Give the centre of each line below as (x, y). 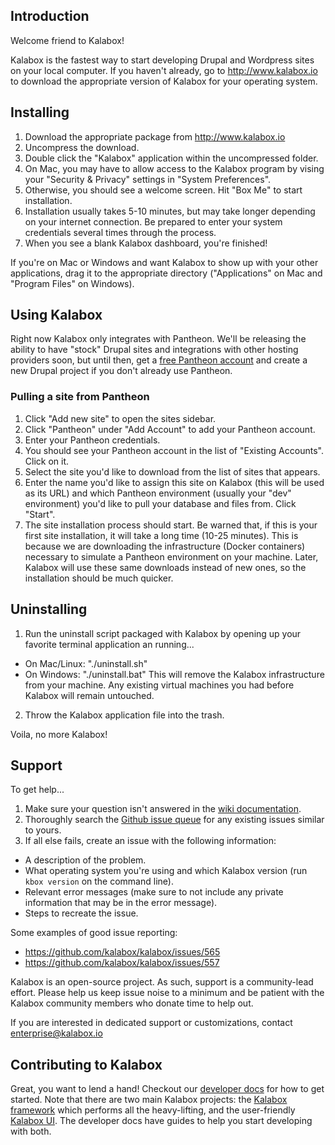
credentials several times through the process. (120, 232)
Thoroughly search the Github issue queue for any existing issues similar (174, 820)
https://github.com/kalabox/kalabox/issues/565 (122, 952)
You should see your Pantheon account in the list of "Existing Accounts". (174, 450)
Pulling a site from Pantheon (80, 397)
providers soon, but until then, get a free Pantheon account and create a (159, 360)
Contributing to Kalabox (86, 1064)
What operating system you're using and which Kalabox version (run (166, 871)
